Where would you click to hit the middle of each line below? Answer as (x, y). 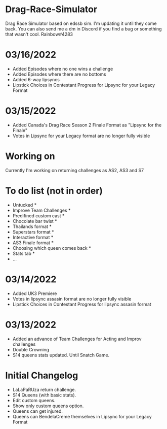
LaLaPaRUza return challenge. (44, 389)
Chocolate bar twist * (35, 221)
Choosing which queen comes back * (52, 248)
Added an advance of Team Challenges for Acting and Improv (77, 339)
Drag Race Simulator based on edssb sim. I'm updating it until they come (81, 23)
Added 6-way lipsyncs (36, 79)
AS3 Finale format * (33, 243)
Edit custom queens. (34, 400)
